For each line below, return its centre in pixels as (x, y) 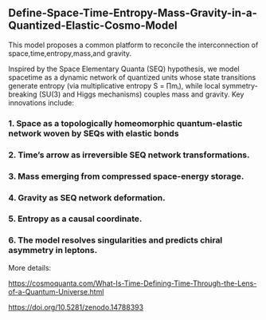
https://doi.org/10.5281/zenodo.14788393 (76, 307)
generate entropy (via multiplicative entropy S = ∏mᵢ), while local (114, 85)
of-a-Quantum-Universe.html (56, 291)
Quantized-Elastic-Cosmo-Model (93, 26)
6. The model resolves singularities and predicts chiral (115, 240)
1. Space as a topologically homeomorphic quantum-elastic (125, 123)
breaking (23, 94)
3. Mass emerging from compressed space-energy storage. (126, 176)
